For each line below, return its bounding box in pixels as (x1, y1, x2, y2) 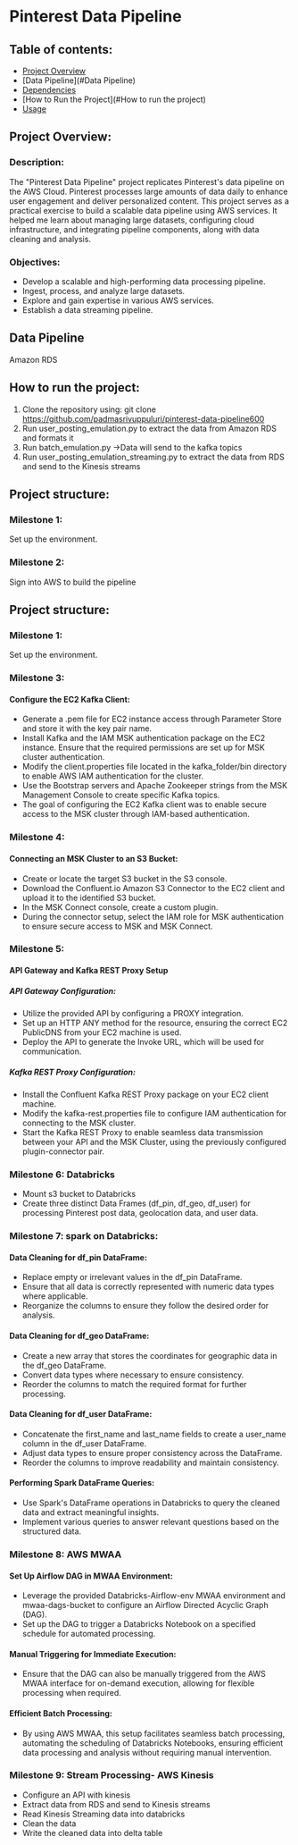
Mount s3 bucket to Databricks (21, 1189, 137, 1200)
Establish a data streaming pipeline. (21, 304, 153, 315)
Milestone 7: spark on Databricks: (9, 1230, 159, 1243)
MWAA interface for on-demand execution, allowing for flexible (21, 1678, 255, 1689)
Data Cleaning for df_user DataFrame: (9, 1409, 153, 1420)
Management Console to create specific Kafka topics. (21, 789, 220, 801)
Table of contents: (9, 42, 113, 57)
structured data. (21, 1526, 82, 1537)
